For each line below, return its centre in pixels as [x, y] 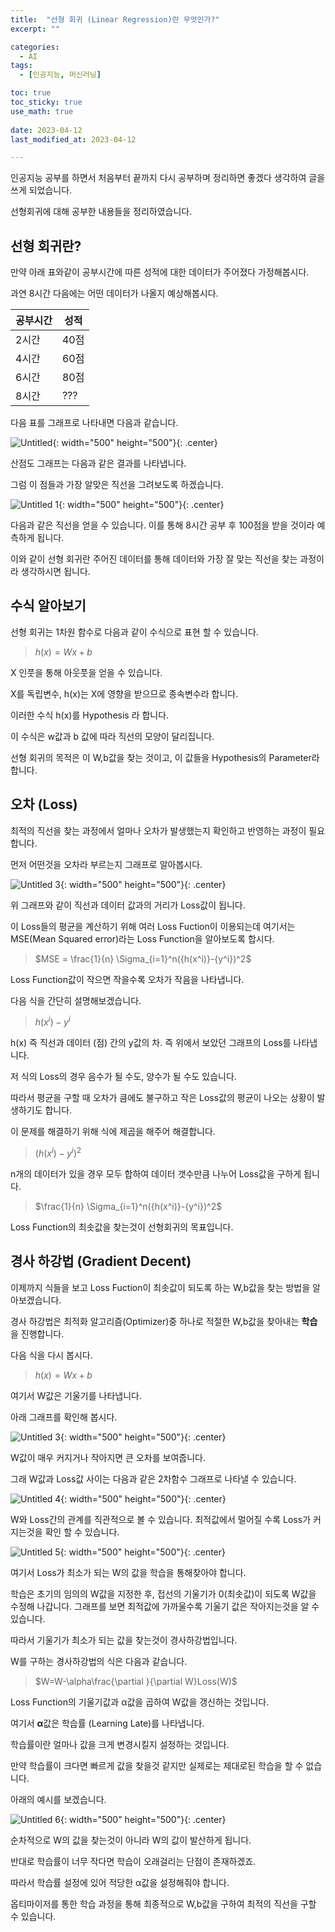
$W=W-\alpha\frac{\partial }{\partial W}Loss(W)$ [136, 1681]
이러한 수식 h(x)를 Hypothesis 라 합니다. [90, 715]
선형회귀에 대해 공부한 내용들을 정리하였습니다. [101, 212]
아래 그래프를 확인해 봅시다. [64, 1417]
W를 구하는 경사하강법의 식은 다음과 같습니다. [99, 1661]
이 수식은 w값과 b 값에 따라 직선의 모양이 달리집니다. [112, 736]
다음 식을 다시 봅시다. [51, 1355]
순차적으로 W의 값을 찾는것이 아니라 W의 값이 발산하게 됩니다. [131, 1840]
